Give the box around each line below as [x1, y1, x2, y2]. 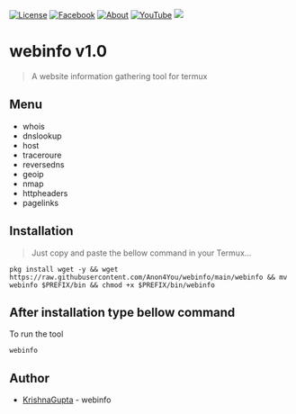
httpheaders [22, 187, 68, 198]
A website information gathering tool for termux [31, 70, 208, 81]
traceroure [22, 149, 62, 160]
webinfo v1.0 [9, 41, 108, 62]
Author [9, 370, 49, 386]
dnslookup [22, 130, 62, 141]
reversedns [22, 158, 65, 170]
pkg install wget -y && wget [9, 265, 119, 274]
